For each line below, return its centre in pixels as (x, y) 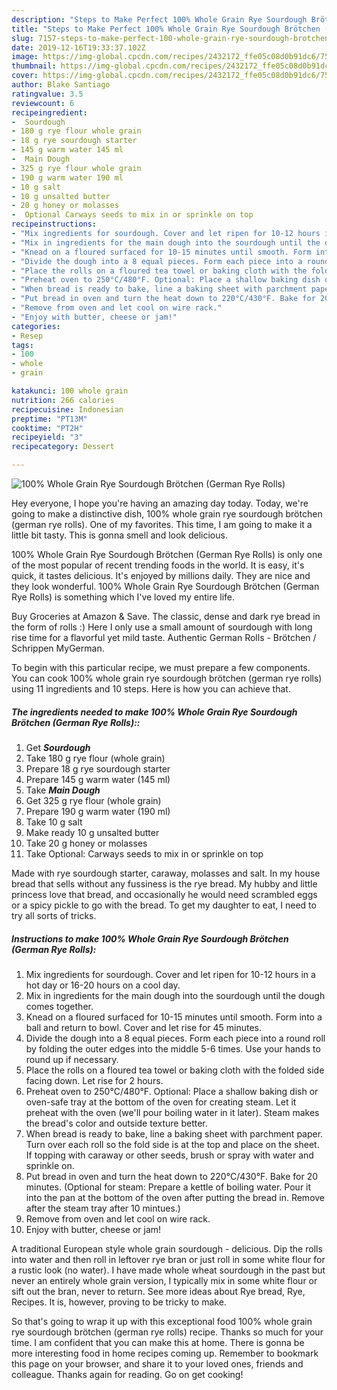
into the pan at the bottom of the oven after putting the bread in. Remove (175, 1197)
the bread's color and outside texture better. (116, 1123)
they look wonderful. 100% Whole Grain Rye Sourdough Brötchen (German (165, 586)
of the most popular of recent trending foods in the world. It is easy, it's (158, 565)
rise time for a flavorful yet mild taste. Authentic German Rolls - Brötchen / (164, 637)
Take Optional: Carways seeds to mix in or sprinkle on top (144, 853)
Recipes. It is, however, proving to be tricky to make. (119, 1302)
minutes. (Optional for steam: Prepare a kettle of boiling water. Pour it (168, 1187)
